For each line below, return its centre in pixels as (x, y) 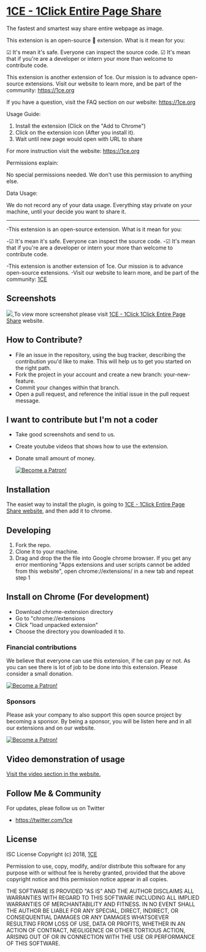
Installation (28, 490)
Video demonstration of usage (66, 759)
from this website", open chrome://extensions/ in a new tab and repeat (104, 571)
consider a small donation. (40, 674)
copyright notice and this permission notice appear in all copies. (87, 879)
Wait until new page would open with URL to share (79, 139)
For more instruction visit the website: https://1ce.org (73, 151)
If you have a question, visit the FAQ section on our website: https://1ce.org (101, 102)
